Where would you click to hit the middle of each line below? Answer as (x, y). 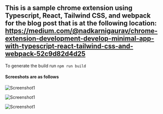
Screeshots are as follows (32, 77)
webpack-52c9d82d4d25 (45, 54)
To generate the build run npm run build (46, 66)
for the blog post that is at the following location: (81, 23)
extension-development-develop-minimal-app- (80, 39)
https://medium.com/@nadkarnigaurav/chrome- (81, 31)
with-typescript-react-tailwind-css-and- (69, 46)
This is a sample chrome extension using (69, 8)
